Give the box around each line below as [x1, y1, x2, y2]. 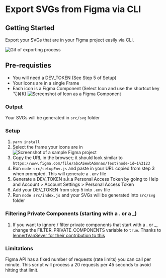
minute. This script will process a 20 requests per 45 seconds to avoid [5, 262, 151, 267]
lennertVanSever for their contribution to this [12, 232, 105, 238]
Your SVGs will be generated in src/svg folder [5, 115, 100, 121]
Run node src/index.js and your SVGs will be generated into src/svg [12, 192, 156, 198]
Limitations [5, 245, 34, 252]
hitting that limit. [5, 267, 39, 273]
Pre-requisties [5, 61, 51, 70]
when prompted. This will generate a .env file [12, 171, 107, 177]
